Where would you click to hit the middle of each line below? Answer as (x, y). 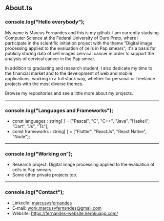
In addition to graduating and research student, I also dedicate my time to (79, 68)
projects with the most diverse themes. (44, 84)
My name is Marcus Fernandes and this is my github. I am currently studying (82, 33)
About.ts (19, 8)
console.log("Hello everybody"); (45, 22)
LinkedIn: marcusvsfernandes (42, 203)
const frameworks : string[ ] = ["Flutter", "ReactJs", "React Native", (79, 131)
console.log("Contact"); (35, 192)
